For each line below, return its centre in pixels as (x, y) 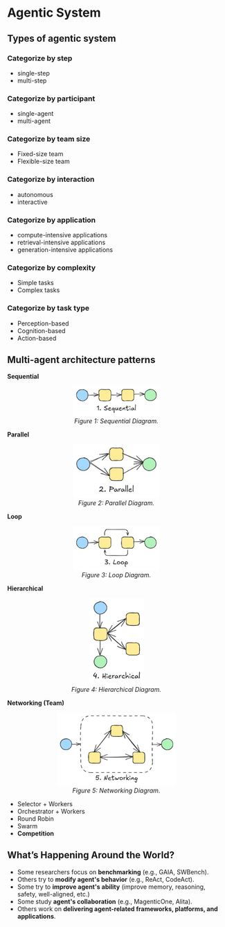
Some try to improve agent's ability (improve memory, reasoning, (111, 887)
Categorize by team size (49, 139)
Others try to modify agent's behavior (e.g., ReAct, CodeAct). (106, 879)
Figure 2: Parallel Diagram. (116, 503)
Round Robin (35, 818)
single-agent (35, 114)
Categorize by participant (51, 99)
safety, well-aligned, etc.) (53, 894)
